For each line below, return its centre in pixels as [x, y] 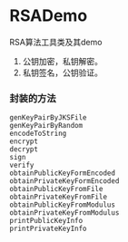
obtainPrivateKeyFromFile [58, 197]
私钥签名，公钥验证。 [62, 73]
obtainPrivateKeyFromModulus [64, 213]
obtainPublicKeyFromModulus [63, 205]
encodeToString [38, 134]
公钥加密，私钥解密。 [62, 61]
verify [22, 165]
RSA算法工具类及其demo [56, 42]
